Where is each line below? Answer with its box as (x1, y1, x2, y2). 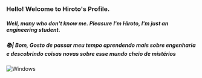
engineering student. (6, 26, 60, 33)
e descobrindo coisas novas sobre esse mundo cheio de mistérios (6, 50, 177, 57)
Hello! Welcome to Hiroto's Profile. (6, 5, 110, 13)
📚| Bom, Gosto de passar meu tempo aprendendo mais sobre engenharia (6, 41, 196, 49)
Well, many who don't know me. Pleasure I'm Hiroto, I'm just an (6, 20, 169, 27)
